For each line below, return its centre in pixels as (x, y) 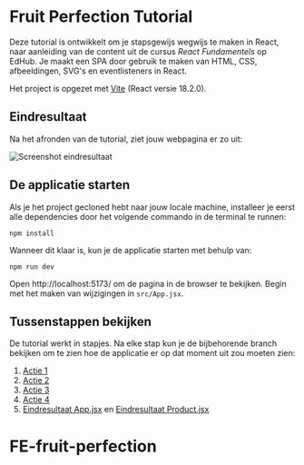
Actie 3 (36, 390)
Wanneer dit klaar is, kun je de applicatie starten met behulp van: (131, 250)
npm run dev (32, 267)
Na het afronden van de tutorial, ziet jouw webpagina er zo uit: (126, 139)
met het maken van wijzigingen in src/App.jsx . (97, 293)
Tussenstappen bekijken (81, 321)
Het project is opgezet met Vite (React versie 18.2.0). (108, 88)
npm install (32, 233)
